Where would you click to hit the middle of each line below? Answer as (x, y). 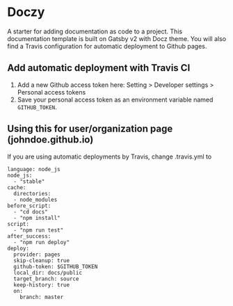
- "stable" (29, 182)
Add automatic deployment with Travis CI (99, 68)
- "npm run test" (39, 230)
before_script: (29, 206)
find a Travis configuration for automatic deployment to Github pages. (107, 46)
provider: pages (37, 255)
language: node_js (34, 169)
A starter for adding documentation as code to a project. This (95, 31)
